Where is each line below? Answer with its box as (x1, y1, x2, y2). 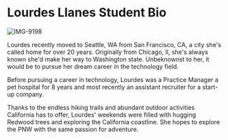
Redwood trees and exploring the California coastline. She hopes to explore (7, 117, 220, 126)
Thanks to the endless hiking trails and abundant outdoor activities (7, 103, 195, 111)
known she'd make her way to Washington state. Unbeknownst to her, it (7, 55, 210, 63)
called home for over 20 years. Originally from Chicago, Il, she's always (7, 48, 209, 56)
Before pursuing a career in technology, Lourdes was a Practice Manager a (7, 75, 219, 83)
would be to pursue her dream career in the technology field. (7, 62, 179, 70)
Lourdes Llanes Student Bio (7, 5, 166, 20)
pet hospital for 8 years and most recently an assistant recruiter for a (7, 83, 201, 91)
